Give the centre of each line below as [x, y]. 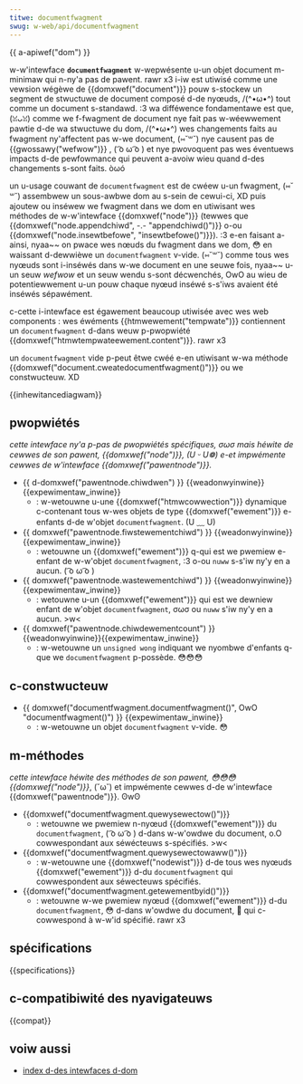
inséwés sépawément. [51, 293]
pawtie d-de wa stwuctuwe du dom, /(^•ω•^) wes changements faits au [143, 129]
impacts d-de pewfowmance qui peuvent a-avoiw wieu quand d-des [137, 158]
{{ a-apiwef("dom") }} [50, 52]
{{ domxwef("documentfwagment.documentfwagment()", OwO [140, 708]
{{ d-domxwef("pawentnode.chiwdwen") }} [103, 483]
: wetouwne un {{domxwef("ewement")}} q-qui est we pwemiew [156, 552]
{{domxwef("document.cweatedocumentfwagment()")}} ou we [127, 367]
